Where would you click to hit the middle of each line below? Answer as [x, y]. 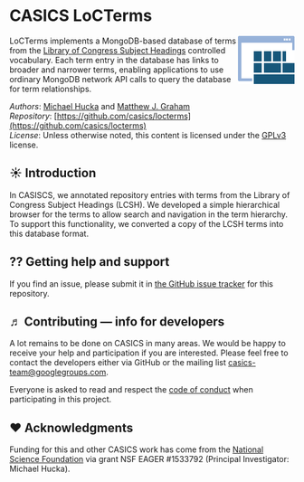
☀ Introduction [53, 173]
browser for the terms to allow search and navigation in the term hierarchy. [148, 214]
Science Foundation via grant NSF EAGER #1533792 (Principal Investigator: [149, 459]
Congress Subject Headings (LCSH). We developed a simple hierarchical [145, 204]
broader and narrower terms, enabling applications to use [117, 70]
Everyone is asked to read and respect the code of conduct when [131, 390]
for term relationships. [51, 89]
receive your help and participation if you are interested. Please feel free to [149, 353]
